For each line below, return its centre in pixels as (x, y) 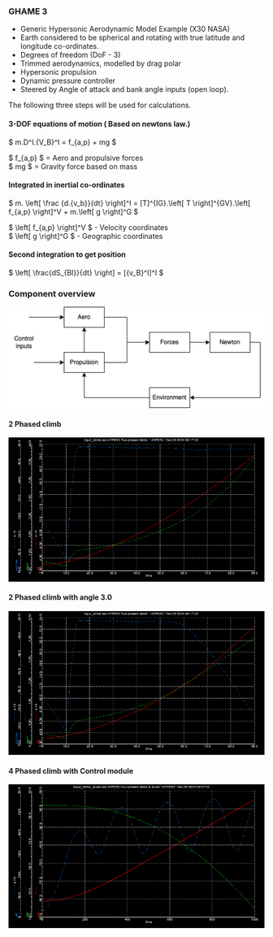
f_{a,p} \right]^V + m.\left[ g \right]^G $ (74, 211)
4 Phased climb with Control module (71, 770)
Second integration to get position (67, 254)
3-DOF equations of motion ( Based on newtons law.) (100, 124)
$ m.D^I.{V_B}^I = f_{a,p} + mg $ (63, 142)
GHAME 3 (28, 11)
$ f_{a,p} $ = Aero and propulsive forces (76, 158)
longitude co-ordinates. (59, 46)
